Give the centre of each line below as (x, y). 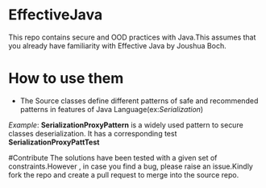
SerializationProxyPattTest (54, 142)
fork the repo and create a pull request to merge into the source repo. (124, 174)
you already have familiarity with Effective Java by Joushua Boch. (118, 45)
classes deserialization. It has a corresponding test (93, 133)
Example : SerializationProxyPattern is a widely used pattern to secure (126, 125)
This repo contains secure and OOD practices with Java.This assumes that (132, 37)
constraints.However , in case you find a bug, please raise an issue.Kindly (131, 166)
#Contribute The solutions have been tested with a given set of (113, 157)
